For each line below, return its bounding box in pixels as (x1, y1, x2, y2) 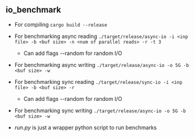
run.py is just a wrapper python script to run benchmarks (14, 124, 157, 131)
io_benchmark (5, 5, 61, 15)
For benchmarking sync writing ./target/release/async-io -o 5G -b (14, 107, 186, 114)
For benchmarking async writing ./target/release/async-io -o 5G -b (14, 61, 189, 68)
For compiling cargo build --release (14, 21, 107, 28)
